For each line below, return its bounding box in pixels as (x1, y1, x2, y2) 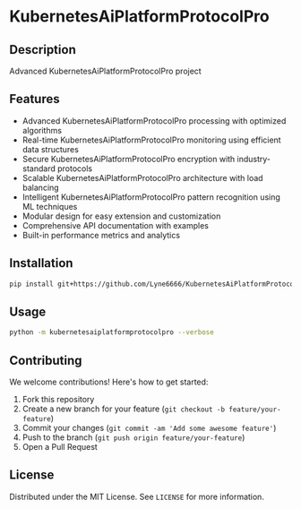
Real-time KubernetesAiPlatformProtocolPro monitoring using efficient (21, 134, 281, 145)
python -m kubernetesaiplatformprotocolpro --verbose (9, 328, 215, 337)
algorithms (21, 125, 63, 135)
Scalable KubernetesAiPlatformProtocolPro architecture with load (21, 172, 263, 183)
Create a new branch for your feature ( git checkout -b (21, 403, 226, 414)
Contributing (9, 352, 82, 368)
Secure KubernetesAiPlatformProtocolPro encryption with (21, 153, 236, 164)
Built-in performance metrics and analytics (21, 229, 181, 240)
